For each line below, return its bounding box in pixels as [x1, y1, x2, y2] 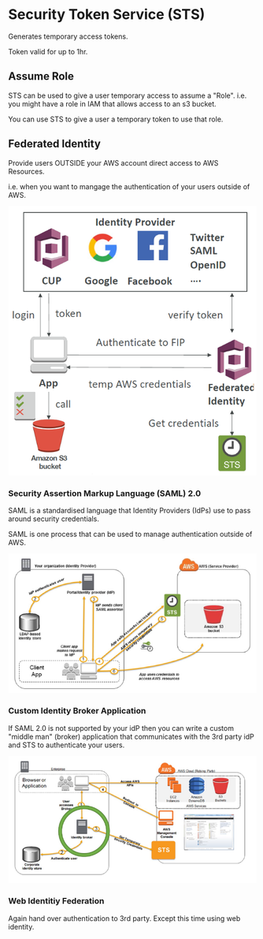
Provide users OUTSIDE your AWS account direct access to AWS [8, 158, 219, 167]
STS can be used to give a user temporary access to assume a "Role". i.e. [8, 91, 247, 100]
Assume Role [8, 69, 75, 84]
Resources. [8, 166, 45, 176]
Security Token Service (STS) [8, 6, 206, 24]
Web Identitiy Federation [8, 896, 105, 907]
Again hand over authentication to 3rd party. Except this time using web [8, 913, 241, 923]
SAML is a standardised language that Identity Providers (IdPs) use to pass [8, 506, 251, 516]
